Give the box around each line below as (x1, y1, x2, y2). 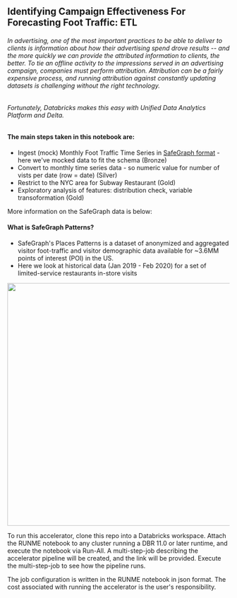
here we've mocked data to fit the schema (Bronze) (17, 155, 167, 165)
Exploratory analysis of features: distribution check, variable (17, 186, 193, 194)
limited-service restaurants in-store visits (17, 269, 138, 277)
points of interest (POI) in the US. (17, 254, 114, 263)
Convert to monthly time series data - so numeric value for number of (17, 163, 220, 172)
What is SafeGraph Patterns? (7, 223, 95, 232)
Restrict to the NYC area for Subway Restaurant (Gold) (17, 178, 176, 186)
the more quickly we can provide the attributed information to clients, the (7, 51, 220, 59)
